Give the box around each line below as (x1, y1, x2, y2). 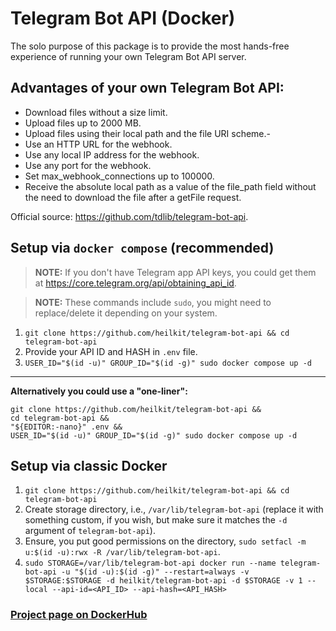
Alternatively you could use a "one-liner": (10, 385, 188, 397)
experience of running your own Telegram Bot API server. (10, 50, 247, 62)
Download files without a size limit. (24, 106, 168, 118)
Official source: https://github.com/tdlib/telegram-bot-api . (10, 210, 249, 222)
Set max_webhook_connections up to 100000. (24, 170, 215, 182)
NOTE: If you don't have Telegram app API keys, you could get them (34, 266, 317, 278)
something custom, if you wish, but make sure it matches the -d (24, 514, 288, 526)
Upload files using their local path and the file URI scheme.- (24, 127, 271, 139)
